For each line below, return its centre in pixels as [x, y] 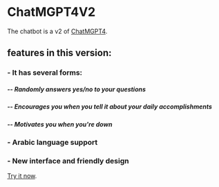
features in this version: [59, 53]
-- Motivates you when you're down [60, 124]
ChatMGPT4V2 [51, 12]
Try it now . [22, 176]
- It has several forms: [45, 73]
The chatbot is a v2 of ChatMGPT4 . [57, 31]
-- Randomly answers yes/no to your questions [77, 89]
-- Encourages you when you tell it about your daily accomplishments [109, 107]
